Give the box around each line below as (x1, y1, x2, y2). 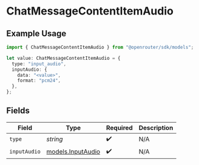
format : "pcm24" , (17, 77, 61, 84)
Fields (6, 106, 30, 116)
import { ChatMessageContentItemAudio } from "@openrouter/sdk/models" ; (6, 44, 194, 50)
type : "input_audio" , (12, 60, 67, 67)
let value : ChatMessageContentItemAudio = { (6, 55, 121, 61)
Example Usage (6, 28, 67, 39)
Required (106, 123, 133, 132)
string (46, 135, 63, 143)
